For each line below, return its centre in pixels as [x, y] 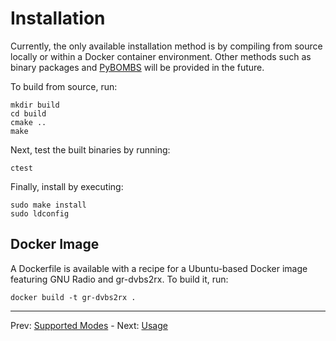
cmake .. [28, 122]
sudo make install [48, 205]
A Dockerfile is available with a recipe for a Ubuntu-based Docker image [159, 268]
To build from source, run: [64, 86]
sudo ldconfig [40, 213]
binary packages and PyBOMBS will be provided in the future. [137, 67]
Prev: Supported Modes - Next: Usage [89, 325]
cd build [28, 113]
